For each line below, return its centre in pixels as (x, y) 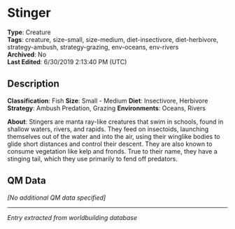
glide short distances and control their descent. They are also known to (110, 144)
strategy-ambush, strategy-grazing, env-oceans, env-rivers (93, 47)
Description (33, 84)
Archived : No (27, 54)
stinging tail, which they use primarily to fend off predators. (93, 158)
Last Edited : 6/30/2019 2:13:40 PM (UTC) (67, 61)
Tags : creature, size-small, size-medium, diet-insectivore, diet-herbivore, (113, 39)
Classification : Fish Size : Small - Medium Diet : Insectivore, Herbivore (108, 101)
